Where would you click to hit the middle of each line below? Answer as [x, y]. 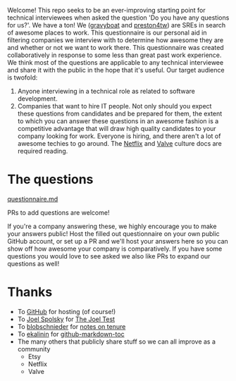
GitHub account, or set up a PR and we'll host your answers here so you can [118, 241]
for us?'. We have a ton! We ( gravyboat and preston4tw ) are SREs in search [117, 25]
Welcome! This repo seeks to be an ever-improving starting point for [106, 10]
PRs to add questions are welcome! [58, 212]
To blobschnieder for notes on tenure [72, 326]
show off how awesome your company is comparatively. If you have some [115, 249]
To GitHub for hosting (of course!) [67, 311]
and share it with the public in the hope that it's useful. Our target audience [116, 70]
